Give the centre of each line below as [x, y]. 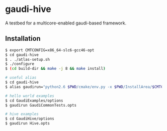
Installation [23, 39]
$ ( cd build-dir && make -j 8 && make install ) [55, 69]
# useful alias [21, 78]
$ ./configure [20, 64]
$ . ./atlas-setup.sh [28, 59]
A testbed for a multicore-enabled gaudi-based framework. [66, 23]
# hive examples [22, 114]
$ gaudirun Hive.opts [28, 124]
